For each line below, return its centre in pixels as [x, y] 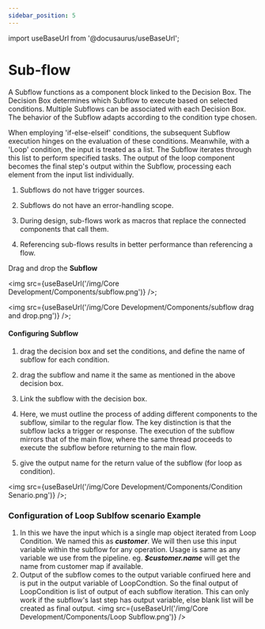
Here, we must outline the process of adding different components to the [138, 414]
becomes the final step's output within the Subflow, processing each [120, 166]
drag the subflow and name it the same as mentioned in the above [127, 375]
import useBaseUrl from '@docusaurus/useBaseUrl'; [94, 38]
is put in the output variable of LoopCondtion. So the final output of [129, 583]
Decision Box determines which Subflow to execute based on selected [123, 100]
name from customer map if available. [81, 566]
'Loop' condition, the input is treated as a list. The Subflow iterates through [130, 149]
